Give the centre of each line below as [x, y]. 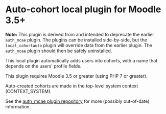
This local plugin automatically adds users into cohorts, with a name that [81, 60]
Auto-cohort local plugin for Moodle [83, 9]
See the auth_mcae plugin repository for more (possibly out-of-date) [77, 101]
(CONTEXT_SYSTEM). [29, 91]
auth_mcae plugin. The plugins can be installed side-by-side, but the [76, 40]
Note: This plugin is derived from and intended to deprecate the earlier [80, 34]
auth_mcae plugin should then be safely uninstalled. [59, 51]
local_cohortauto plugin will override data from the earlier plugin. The [79, 45]
